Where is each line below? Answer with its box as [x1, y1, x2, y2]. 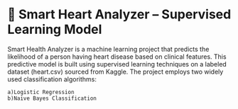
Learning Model [7, 21, 102, 38]
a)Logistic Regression [7, 88, 75, 96]
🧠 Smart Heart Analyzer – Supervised [7, 6, 232, 23]
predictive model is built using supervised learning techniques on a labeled [7, 59, 227, 68]
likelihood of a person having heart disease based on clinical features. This [7, 52, 227, 61]
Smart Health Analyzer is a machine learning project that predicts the [7, 45, 210, 53]
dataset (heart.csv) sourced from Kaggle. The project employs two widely [7, 67, 224, 76]
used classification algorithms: [7, 74, 97, 84]
